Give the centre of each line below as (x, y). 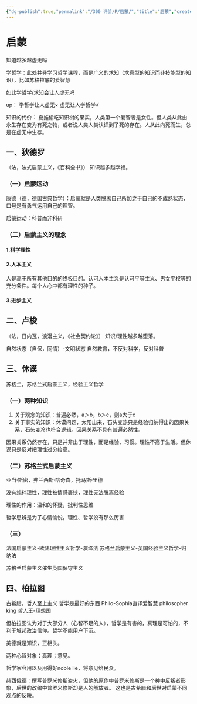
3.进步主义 (19, 300)
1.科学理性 (18, 250)
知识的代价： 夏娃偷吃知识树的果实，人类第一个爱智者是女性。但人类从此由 (97, 117)
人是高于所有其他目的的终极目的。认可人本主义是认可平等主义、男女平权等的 (98, 278)
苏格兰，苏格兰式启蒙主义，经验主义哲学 (55, 384)
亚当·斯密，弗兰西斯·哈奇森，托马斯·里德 (55, 480)
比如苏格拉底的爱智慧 (44, 79)
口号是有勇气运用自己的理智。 (42, 205)
